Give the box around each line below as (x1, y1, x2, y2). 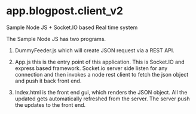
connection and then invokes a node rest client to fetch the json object (14, 71, 189, 78)
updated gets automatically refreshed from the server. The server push (14, 95, 190, 102)
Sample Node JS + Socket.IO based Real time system (6, 24, 138, 31)
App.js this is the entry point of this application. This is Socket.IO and (14, 58, 185, 65)
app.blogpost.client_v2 (6, 4, 124, 18)
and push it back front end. (14, 77, 82, 84)
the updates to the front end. (14, 101, 86, 108)
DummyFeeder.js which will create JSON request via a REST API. (14, 46, 174, 54)
